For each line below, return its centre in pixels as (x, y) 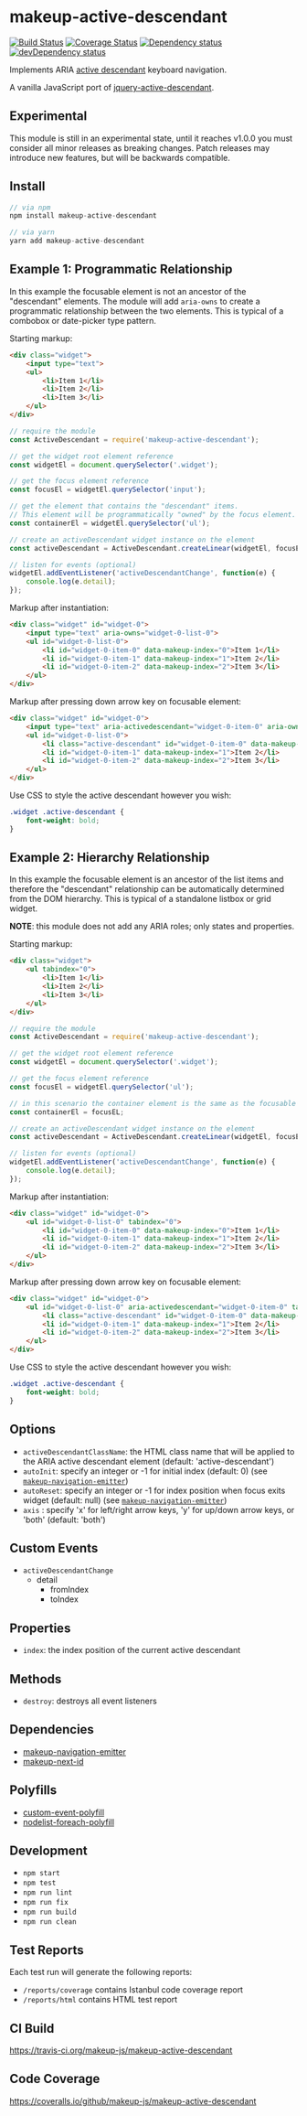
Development (49, 1850)
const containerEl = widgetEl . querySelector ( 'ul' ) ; (110, 523)
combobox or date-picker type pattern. (83, 320)
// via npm (30, 208)
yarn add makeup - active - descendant (77, 241)
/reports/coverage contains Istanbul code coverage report (133, 1990)
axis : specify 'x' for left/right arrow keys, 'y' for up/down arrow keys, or (159, 1509)
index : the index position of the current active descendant (132, 1650)
